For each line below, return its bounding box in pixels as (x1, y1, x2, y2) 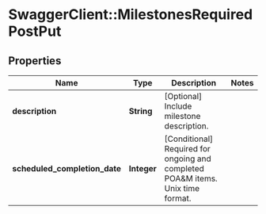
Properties (8, 54, 62, 67)
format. (164, 193, 192, 204)
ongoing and (164, 153, 211, 164)
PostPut (8, 22, 62, 40)
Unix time (164, 183, 200, 193)
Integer (128, 163, 157, 174)
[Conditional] (164, 133, 214, 144)
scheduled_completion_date (12, 163, 121, 174)
